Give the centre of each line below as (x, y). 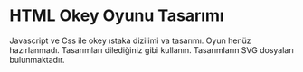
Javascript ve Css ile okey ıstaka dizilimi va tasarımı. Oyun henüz (130, 40)
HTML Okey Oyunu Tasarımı (117, 16)
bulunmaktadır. (37, 59)
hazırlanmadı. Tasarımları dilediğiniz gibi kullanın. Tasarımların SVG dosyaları (151, 49)
